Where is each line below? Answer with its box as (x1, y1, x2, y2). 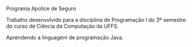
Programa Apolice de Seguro (6, 5, 77, 12)
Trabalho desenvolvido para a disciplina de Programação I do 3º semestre (6, 16, 186, 23)
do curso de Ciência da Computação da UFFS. (6, 23, 119, 29)
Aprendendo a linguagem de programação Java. (6, 34, 124, 41)
